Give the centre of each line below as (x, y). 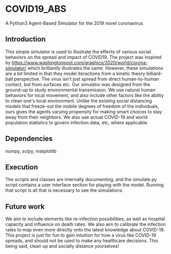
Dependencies (29, 139)
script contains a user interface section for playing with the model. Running (84, 185)
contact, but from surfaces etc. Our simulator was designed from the (78, 84)
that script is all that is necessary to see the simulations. (65, 190)
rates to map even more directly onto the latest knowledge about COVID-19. (85, 230)
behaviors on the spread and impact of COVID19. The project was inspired (83, 57)
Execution (22, 167)
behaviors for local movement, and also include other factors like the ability (84, 95)
